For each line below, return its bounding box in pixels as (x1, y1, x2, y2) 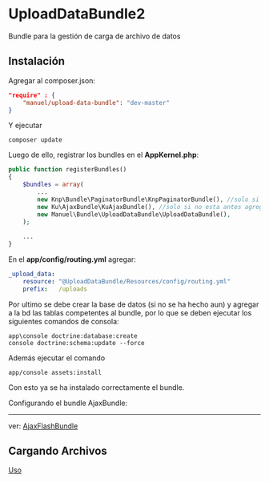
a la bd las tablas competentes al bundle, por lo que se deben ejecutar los (8, 307, 252, 317)
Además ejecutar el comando (8, 353, 106, 363)
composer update (8, 136, 62, 144)
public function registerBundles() (8, 166, 127, 174)
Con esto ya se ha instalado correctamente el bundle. (8, 382, 185, 392)
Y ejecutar (8, 121, 42, 131)
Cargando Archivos (8, 444, 108, 458)
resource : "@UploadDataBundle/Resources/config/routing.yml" (22, 277, 231, 285)
